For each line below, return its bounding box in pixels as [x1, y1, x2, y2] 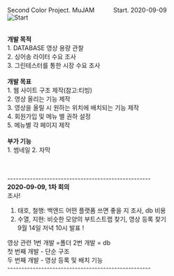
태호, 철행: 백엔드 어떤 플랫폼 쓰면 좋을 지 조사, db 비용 [17, 206, 166, 215]
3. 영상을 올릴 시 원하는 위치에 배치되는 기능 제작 [7, 104, 140, 112]
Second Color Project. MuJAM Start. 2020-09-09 [7, 6, 167, 14]
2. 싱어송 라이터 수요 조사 [7, 52, 77, 61]
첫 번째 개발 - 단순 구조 [7, 247, 70, 255]
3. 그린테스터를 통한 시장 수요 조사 [7, 61, 101, 69]
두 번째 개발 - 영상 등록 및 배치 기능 [7, 256, 103, 264]
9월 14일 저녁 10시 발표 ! [17, 224, 85, 232]
